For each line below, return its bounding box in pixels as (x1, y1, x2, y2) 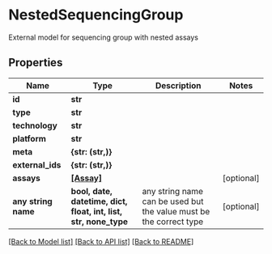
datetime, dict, (70, 196, 128, 207)
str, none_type (70, 216, 128, 227)
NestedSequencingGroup (8, 6, 184, 24)
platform (12, 133, 47, 144)
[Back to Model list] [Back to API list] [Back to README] (8, 236, 194, 246)
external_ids (12, 159, 62, 171)
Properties (8, 56, 63, 70)
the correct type (142, 216, 204, 227)
